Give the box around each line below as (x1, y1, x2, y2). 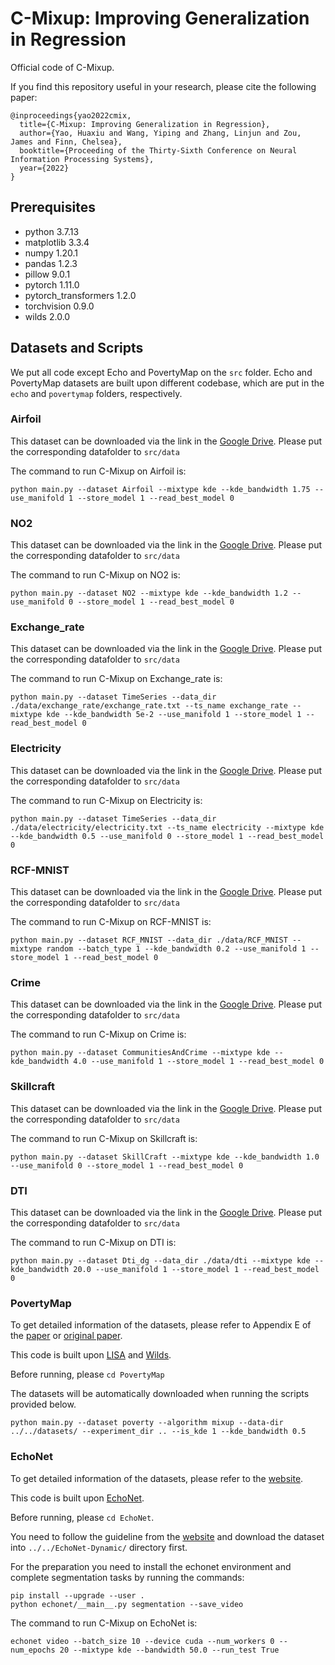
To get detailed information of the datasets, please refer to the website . (10, 1472, 304, 1484)
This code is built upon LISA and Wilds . (10, 1349, 172, 1361)
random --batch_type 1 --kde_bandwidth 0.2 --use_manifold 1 (46, 944, 307, 954)
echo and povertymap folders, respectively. (10, 387, 183, 399)
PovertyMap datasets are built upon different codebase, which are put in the (10, 377, 325, 389)
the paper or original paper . (10, 1330, 123, 1342)
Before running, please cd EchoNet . (10, 1511, 155, 1523)
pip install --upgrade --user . (10, 1590, 145, 1601)
